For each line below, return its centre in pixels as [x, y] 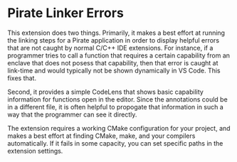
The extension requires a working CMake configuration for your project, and [119, 128]
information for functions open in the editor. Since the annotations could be [117, 99]
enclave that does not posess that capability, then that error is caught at [113, 63]
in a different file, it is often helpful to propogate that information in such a [116, 107]
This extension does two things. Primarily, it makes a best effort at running [116, 33]
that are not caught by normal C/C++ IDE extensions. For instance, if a [110, 48]
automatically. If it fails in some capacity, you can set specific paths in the [115, 143]
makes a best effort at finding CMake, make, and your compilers [101, 136]
